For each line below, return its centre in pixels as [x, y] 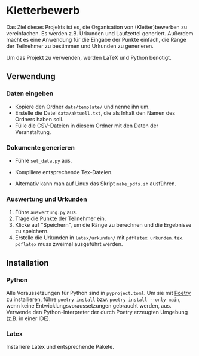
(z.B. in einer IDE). [28, 318]
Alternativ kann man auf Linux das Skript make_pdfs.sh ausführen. [96, 184]
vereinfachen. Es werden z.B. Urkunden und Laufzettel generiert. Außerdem [100, 33]
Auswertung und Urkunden [47, 199]
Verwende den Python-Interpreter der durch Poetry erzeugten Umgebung [97, 312]
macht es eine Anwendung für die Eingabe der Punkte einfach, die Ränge [96, 39]
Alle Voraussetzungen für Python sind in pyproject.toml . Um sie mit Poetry [99, 293]
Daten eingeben [30, 93]
